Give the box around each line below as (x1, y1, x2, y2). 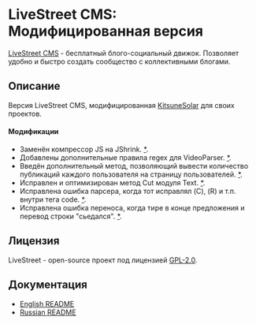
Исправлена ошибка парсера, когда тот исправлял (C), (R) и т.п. (19, 186, 236, 196)
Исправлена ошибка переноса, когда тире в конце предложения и (19, 203, 245, 212)
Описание (8, 80, 61, 93)
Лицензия (8, 234, 60, 248)
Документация (8, 278, 88, 292)
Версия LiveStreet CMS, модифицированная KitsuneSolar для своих (8, 100, 235, 110)
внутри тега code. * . (19, 195, 87, 204)
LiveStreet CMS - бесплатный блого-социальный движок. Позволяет (8, 48, 239, 58)
